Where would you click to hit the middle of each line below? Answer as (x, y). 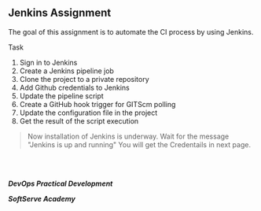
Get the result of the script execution (79, 120)
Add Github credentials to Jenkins (74, 87)
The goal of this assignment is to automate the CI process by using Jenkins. (131, 31)
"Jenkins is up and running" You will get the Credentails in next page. (139, 144)
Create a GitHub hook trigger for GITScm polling (97, 104)
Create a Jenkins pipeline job (66, 71)
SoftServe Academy (42, 198)
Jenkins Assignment (60, 13)
